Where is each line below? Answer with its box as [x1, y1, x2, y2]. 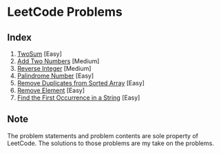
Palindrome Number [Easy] [17, 71, 94, 80]
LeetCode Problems [7, 4, 123, 20]
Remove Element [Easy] [17, 87, 85, 94]
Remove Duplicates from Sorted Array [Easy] [17, 79, 145, 87]
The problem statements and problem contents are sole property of [7, 131, 198, 140]
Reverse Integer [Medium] [17, 65, 92, 72]
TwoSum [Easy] [17, 49, 62, 58]
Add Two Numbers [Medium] [17, 57, 100, 65]
